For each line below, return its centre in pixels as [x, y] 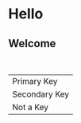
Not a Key [31, 107]
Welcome [32, 44]
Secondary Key [41, 94]
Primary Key [35, 81]
